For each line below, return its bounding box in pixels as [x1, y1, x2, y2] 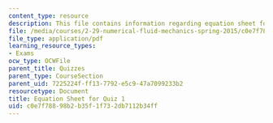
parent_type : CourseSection [8, 72, 104, 80]
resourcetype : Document [8, 87, 89, 95]
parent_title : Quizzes [8, 65, 85, 73]
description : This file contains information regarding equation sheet [8, 19, 256, 28]
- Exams [8, 49, 35, 57]
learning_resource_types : [8, 42, 96, 50]
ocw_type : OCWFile [8, 57, 71, 66]
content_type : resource [8, 11, 89, 20]
